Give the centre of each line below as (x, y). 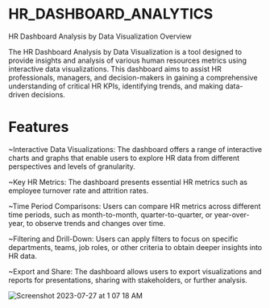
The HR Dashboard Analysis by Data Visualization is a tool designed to (125, 51)
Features (39, 127)
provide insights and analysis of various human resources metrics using (128, 60)
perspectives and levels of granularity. (72, 166)
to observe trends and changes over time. (96, 223)
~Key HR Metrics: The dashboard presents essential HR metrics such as (128, 182)
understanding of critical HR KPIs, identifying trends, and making (116, 86)
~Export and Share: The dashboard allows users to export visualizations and (135, 271)
